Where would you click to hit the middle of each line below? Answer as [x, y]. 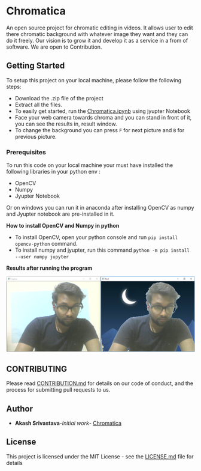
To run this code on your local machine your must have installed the [90, 165]
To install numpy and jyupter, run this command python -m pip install [102, 250]
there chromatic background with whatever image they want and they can [97, 34]
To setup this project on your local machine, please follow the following [94, 80]
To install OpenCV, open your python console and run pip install [96, 237]
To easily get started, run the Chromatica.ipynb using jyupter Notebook [102, 111]
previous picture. [36, 136]
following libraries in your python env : [53, 172]
